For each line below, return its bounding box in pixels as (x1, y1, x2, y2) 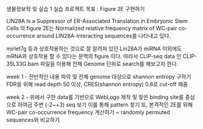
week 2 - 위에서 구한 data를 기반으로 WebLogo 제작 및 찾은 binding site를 (6, 93, 184, 101)
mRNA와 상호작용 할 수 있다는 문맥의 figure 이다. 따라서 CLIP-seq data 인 (6, 53, 182, 59)
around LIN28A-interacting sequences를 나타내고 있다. (36, 32, 171, 39)
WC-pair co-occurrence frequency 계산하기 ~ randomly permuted (6, 108, 170, 116)
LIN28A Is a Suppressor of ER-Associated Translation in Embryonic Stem (6, 18, 188, 24)
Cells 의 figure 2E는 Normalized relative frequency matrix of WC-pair (6, 25, 178, 31)
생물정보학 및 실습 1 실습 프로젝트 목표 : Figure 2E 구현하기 (6, 5, 145, 12)
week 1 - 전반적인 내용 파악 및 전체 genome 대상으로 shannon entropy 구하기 (6, 73, 191, 80)
